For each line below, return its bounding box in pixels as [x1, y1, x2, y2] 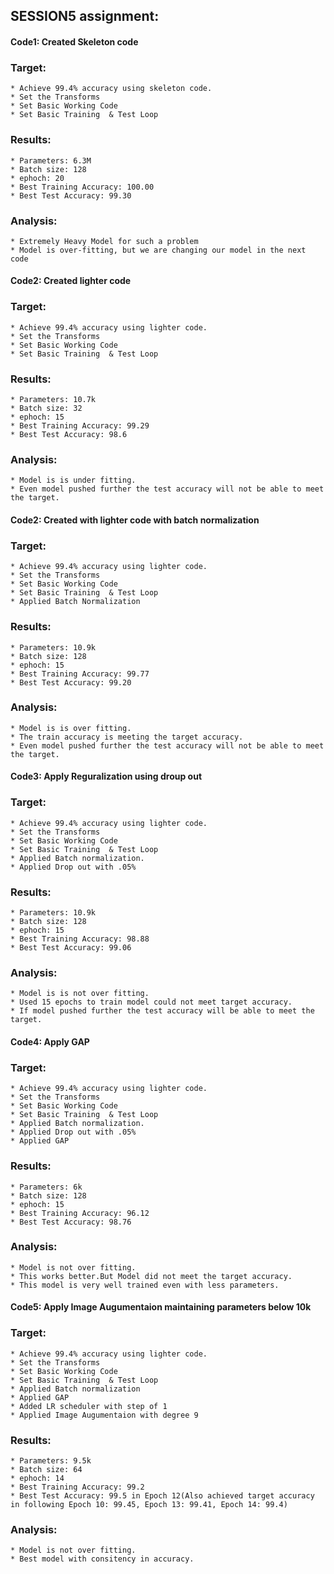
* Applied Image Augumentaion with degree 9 [10, 1410, 199, 1420]
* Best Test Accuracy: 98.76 [10, 1217, 132, 1227]
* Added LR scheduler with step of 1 [10, 1401, 168, 1411]
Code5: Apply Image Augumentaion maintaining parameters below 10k [10, 1301, 312, 1313]
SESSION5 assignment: [10, 8, 160, 25]
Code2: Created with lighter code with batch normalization [10, 514, 260, 526]
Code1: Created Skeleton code [10, 35, 139, 48]
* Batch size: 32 [10, 404, 83, 414]
